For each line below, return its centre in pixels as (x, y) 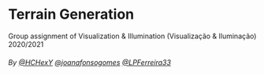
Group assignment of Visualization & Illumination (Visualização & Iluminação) (132, 36)
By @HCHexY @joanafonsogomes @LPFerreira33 (90, 62)
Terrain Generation (71, 14)
